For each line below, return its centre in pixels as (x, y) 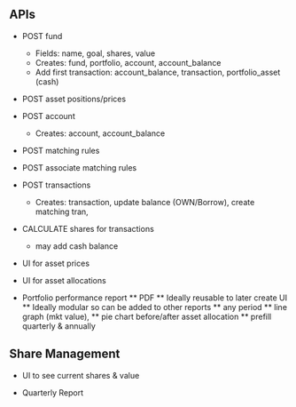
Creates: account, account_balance (100, 133)
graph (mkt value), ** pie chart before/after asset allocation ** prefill (147, 316)
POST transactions (56, 185)
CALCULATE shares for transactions (88, 228)
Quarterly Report (53, 392)
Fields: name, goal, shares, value (95, 53)
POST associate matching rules (79, 167)
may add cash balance (77, 246)
